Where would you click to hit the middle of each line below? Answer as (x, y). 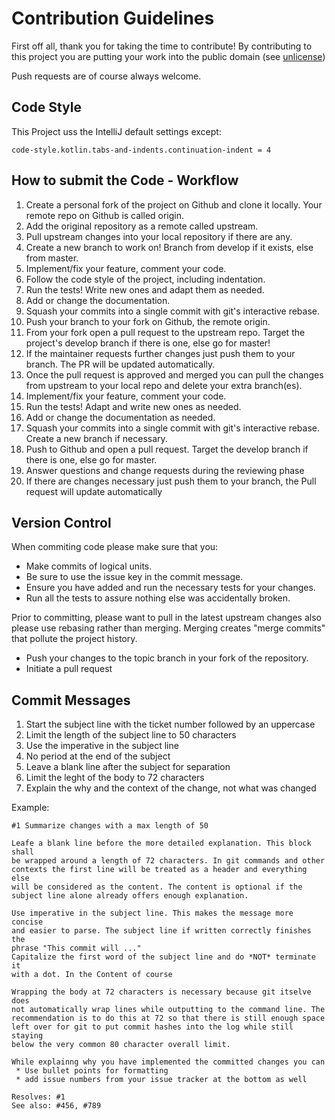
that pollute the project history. (74, 639)
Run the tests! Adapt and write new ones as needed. (133, 406)
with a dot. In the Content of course (92, 975)
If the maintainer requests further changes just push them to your (160, 353)
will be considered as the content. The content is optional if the (157, 887)
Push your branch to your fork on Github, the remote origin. (148, 321)
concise (27, 922)
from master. (52, 258)
